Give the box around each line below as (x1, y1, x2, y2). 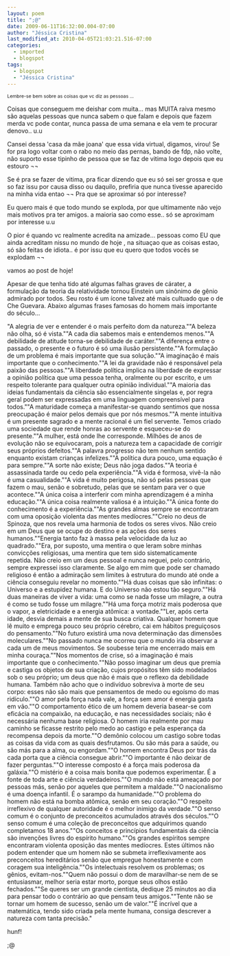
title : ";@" (7, 17, 41, 23)
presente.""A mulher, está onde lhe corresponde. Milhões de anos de (7, 432, 203, 440)
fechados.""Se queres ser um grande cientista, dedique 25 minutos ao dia (7, 885, 216, 893)
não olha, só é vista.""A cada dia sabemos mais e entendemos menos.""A (7, 329, 214, 338)
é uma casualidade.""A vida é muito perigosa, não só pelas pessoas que (7, 476, 211, 484)
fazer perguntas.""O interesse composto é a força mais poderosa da (7, 761, 200, 769)
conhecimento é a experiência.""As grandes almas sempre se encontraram (7, 505, 219, 513)
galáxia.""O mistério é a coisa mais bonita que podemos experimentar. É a (7, 768, 216, 776)
